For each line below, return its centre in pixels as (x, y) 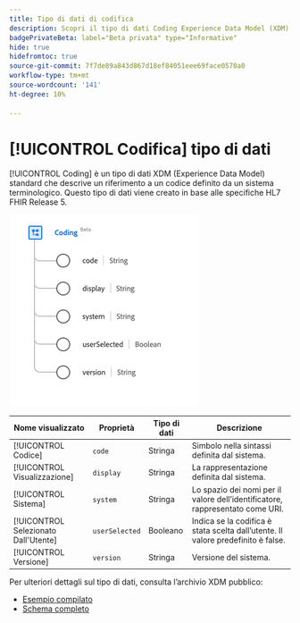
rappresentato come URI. (237, 509)
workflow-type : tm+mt (50, 76)
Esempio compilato (58, 599)
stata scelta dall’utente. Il (237, 530)
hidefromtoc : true (43, 57)
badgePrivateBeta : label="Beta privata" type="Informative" (124, 38)
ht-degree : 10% (37, 94)
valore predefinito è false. (238, 540)
